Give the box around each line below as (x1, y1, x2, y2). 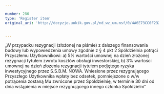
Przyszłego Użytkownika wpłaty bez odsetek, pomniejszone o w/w (5, 74, 140, 79)
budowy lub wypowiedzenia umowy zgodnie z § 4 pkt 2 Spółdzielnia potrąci (5, 47, 158, 54)
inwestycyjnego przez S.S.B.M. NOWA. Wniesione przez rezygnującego (5, 68, 149, 74)
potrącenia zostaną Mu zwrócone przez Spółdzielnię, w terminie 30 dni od (5, 78, 155, 84)
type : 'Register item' (5, 16, 51, 21)
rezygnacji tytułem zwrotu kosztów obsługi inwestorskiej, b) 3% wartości (5, 58, 152, 64)
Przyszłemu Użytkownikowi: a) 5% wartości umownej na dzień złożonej (5, 53, 149, 58)
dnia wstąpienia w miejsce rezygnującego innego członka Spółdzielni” (5, 84, 146, 90)
